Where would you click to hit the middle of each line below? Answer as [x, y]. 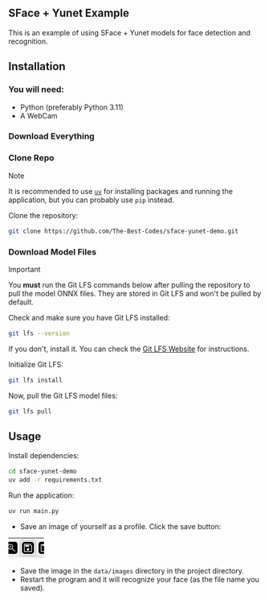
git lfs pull [30, 411]
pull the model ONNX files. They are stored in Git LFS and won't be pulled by [135, 293]
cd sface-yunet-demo [43, 472]
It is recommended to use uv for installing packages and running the [120, 191]
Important [24, 269]
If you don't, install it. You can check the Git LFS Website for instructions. [129, 349]
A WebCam [39, 115]
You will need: [36, 89]
